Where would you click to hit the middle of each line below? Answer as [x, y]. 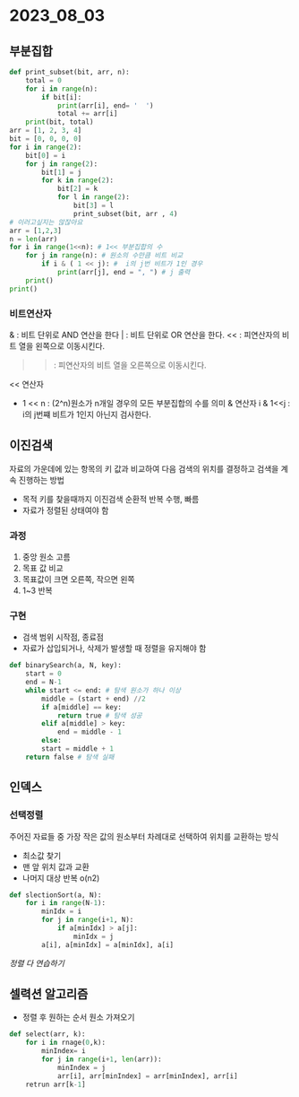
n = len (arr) [34, 239]
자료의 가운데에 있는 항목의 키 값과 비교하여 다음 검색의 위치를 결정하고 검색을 [144, 468]
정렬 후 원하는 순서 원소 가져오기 [78, 1017]
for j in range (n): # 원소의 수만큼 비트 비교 [104, 256]
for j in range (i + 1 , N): [88, 920]
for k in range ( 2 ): [78, 180]
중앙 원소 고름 [46, 557]
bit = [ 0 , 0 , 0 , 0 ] [46, 139]
